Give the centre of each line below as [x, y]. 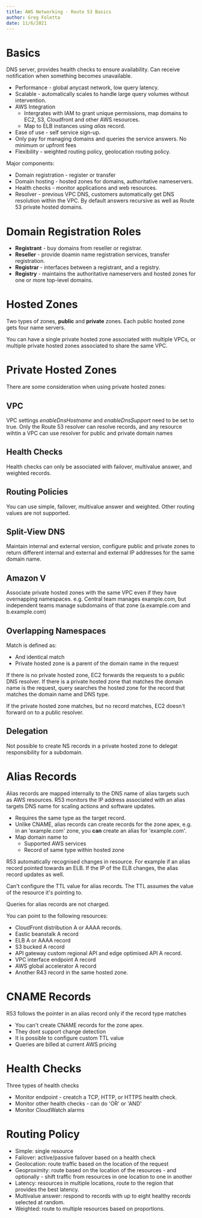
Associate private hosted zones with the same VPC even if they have [91, 593]
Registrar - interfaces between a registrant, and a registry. [87, 267]
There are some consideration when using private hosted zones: [86, 387]
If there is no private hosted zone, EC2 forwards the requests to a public [96, 675]
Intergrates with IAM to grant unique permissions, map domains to [106, 113]
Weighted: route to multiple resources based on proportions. [90, 1208]
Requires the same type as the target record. [70, 818]
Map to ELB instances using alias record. [75, 126]
